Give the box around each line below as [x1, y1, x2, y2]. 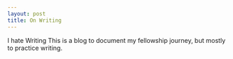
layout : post [7, 10, 46, 18]
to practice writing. [7, 44, 63, 52]
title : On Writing [7, 17, 62, 24]
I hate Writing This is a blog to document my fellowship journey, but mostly [7, 36, 226, 44]
